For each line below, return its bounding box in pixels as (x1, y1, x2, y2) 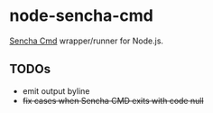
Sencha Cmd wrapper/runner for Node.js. (9, 35, 164, 46)
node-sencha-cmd (9, 5, 153, 26)
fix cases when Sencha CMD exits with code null (22, 95, 205, 106)
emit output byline (22, 85, 90, 96)
